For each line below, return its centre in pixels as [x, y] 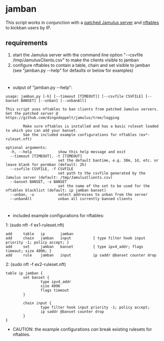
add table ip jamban [40, 234]
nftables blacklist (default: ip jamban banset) [56, 190]
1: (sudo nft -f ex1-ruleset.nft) [35, 225]
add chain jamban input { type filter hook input [76, 238]
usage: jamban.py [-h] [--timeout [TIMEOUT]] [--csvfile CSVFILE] [74, 96]
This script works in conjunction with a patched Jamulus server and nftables [82, 22]
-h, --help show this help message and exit [68, 152]
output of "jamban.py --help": [42, 87]
